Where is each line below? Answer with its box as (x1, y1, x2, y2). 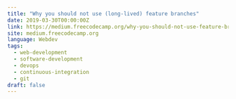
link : (7, 23, 23, 30)
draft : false (7, 82, 46, 89)
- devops (13, 62, 39, 69)
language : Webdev (7, 36, 58, 43)
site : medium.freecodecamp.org (7, 29, 99, 37)
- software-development (13, 56, 83, 63)
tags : (7, 43, 23, 49)
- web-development (13, 49, 68, 56)
